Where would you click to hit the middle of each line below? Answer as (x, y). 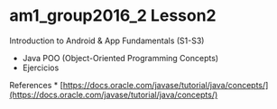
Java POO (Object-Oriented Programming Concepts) (120, 58)
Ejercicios (41, 68)
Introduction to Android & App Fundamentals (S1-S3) (107, 41)
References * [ (36, 85)
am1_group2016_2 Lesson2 (113, 16)
